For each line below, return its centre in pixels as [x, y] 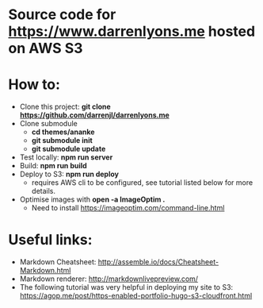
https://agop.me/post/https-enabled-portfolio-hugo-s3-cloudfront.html [136, 296]
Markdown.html [45, 271]
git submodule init [62, 141]
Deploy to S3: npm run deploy [69, 174]
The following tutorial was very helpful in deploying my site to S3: [126, 287]
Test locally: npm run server [66, 157]
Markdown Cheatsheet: [58, 262]
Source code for [62, 15]
